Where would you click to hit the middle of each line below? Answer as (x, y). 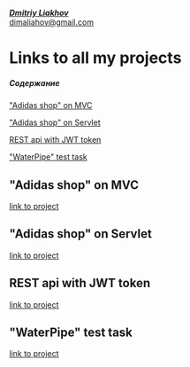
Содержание (34, 82)
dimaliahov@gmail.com (52, 22)
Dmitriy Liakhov (39, 13)
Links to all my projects (95, 58)
